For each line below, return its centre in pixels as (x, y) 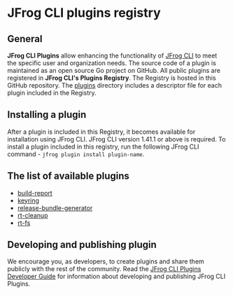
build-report (35, 193)
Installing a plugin (47, 115)
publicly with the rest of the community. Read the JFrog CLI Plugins (104, 269)
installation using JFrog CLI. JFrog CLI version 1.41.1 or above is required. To (116, 139)
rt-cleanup (33, 215)
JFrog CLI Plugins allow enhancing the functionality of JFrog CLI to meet (112, 55)
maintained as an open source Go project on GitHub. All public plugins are (114, 70)
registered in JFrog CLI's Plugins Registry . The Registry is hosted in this (112, 78)
